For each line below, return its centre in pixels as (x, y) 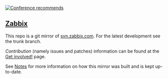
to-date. (14, 71)
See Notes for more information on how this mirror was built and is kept (80, 66)
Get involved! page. (26, 56)
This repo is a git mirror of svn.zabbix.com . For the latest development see (83, 36)
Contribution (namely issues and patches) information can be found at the (82, 51)
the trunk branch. (23, 41)
